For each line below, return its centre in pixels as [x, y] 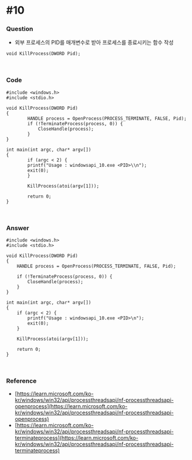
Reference [21, 381]
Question [20, 29]
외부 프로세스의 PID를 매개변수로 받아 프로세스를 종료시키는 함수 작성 [94, 43]
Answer [18, 228]
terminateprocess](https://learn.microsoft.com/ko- [76, 438]
